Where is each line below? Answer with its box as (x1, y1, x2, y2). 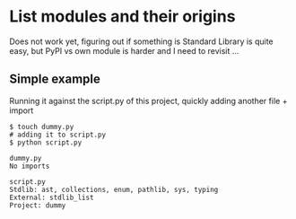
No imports (9, 162, 50, 171)
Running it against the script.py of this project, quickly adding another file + (9, 95, 288, 106)
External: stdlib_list (9, 193, 94, 202)
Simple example (9, 72, 101, 87)
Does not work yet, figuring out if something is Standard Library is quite (9, 36, 274, 47)
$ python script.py (9, 137, 83, 147)
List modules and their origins (9, 6, 236, 27)
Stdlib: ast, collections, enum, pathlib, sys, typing (9, 185, 219, 194)
